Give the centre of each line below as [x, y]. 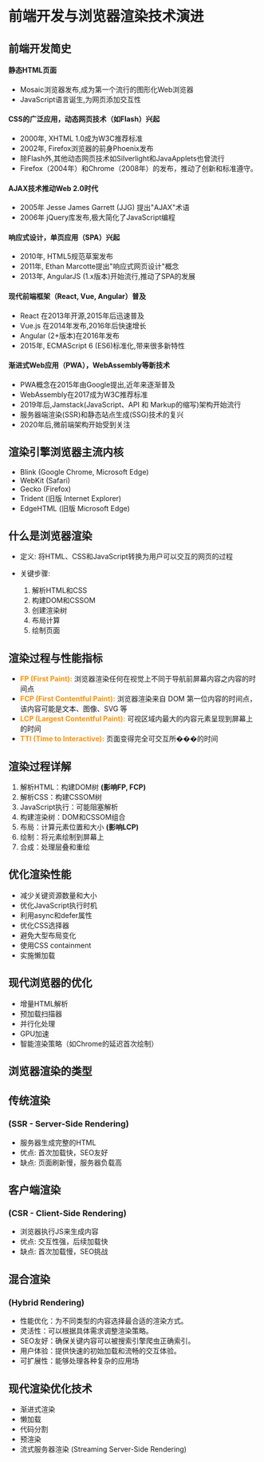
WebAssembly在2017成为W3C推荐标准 [84, 394]
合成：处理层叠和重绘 [55, 847]
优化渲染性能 [40, 874]
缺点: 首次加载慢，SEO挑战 [64, 1252]
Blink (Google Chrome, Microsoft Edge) [84, 471]
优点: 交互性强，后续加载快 [64, 1242]
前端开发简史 [40, 48]
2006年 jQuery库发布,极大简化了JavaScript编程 [97, 217]
